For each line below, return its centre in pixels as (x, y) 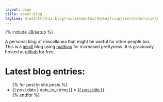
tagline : (14, 18)
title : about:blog (24, 14)
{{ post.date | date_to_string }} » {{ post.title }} (58, 90)
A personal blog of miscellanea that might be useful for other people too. (78, 42)
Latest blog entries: (45, 71)
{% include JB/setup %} (29, 32)
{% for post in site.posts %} (40, 85)
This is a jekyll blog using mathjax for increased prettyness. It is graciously (80, 47)
